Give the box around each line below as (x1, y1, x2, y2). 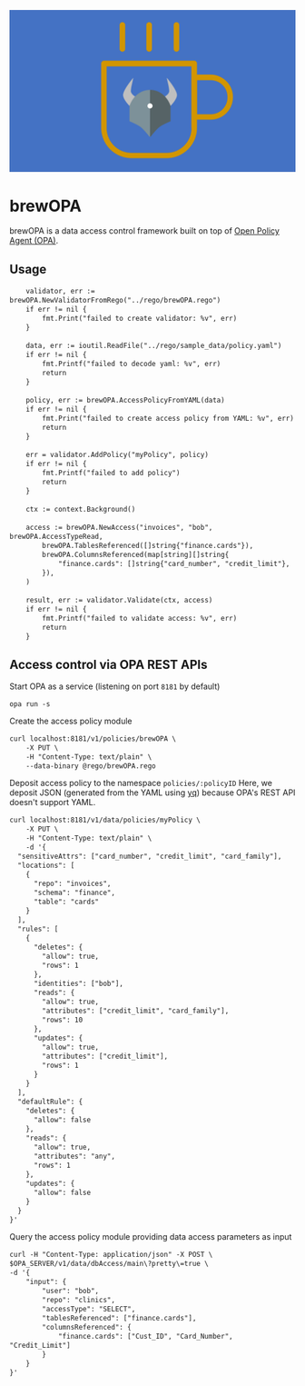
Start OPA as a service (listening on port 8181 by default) (9, 681, 221, 692)
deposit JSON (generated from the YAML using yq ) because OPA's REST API (9, 787, 296, 798)
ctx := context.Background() (25, 505, 136, 514)
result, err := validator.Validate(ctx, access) (25, 596, 213, 605)
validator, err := (25, 287, 95, 296)
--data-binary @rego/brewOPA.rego (25, 762, 156, 771)
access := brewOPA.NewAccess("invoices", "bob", (25, 523, 213, 533)
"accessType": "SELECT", (42, 1305, 136, 1314)
